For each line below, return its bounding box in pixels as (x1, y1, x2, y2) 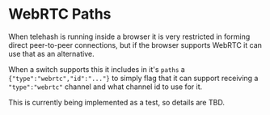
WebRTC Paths (8, 5, 112, 23)
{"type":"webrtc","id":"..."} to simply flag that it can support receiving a (8, 73, 259, 83)
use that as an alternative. (8, 49, 95, 58)
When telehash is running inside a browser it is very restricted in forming (8, 32, 251, 41)
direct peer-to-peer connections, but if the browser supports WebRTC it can (8, 40, 263, 49)
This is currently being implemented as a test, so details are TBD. (8, 97, 225, 107)
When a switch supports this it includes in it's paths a (8, 64, 186, 74)
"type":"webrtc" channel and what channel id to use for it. (8, 82, 203, 92)
